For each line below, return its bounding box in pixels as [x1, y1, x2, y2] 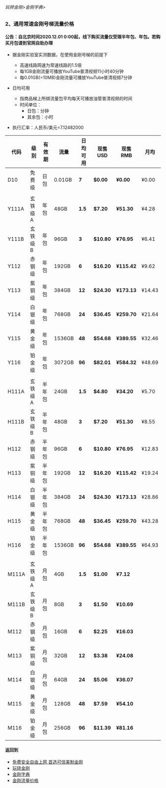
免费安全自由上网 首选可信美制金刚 [12, 759, 83, 765]
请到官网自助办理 [18, 39, 53, 46]
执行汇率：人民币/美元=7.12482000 [12, 124, 84, 130]
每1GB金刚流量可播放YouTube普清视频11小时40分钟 [19, 69, 124, 75]
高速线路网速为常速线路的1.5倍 [19, 62, 82, 68]
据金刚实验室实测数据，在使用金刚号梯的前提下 [12, 52, 108, 58]
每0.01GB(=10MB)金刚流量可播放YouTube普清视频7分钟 [19, 75, 132, 80]
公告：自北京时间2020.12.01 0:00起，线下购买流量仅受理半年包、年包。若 [5, 34, 157, 39]
